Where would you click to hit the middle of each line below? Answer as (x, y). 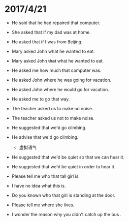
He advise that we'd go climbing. (45, 137)
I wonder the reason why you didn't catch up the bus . (66, 214)
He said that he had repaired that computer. (56, 23)
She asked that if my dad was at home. (51, 32)
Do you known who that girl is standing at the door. (64, 195)
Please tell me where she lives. (43, 205)
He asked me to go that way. (41, 99)
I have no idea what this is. (39, 186)
